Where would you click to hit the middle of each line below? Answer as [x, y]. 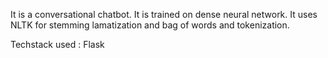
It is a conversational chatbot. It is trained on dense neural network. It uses [164, 14]
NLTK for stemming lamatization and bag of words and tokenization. [150, 25]
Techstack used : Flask [57, 44]
